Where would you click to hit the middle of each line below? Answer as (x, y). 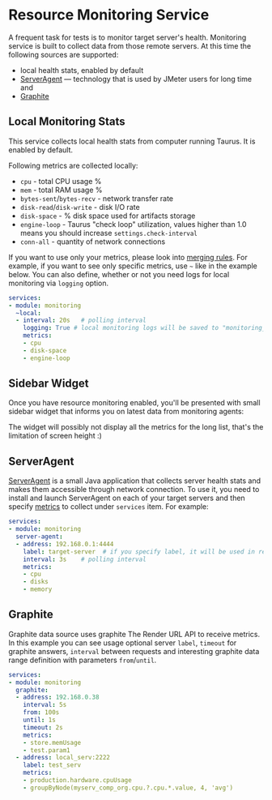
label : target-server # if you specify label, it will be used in (139, 552)
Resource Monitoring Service (109, 15)
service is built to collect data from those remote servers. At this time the (130, 45)
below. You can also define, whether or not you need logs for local (119, 274)
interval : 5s (45, 705)
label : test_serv (52, 765)
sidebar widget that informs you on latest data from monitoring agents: (126, 412)
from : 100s (41, 712)
